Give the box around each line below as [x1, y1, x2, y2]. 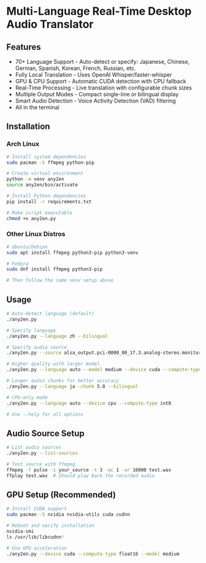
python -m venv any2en [6, 176, 64, 182]
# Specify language [6, 327, 56, 334]
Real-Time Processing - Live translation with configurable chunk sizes [15, 84, 192, 91]
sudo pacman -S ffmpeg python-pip [6, 159, 95, 166]
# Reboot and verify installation [6, 523, 95, 529]
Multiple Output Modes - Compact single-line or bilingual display [15, 91, 179, 98]
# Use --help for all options [6, 411, 84, 418]
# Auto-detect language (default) [6, 311, 95, 317]
